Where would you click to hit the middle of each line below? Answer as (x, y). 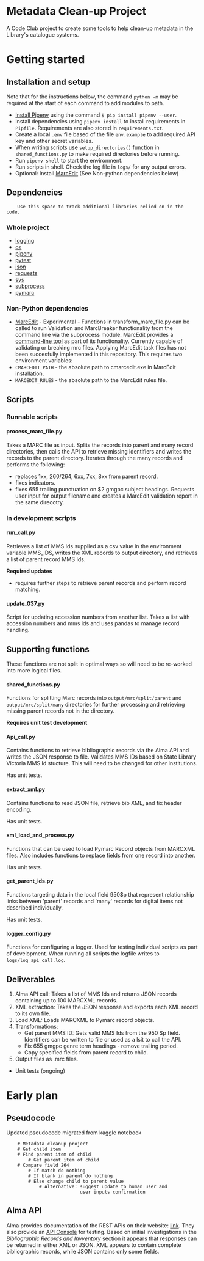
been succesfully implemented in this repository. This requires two (99, 354)
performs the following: (36, 464)
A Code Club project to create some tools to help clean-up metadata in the (100, 28)
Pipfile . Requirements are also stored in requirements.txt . (89, 128)
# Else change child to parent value (76, 1182)
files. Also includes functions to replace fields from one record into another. (101, 855)
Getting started (46, 60)
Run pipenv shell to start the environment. (69, 160)
